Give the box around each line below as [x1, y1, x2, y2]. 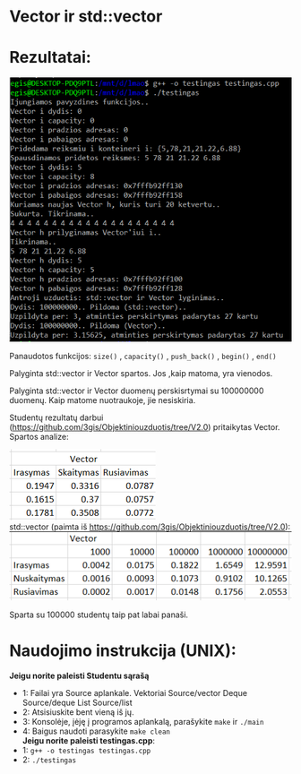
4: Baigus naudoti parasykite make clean [21, 726, 170, 736]
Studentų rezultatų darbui [9, 412, 104, 423]
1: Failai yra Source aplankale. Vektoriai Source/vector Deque [21, 687, 248, 698]
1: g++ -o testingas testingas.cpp [21, 744, 151, 755]
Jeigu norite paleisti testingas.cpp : [21, 735, 155, 745]
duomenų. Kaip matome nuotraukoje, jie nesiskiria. [9, 395, 196, 406]
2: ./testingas [21, 754, 77, 765]
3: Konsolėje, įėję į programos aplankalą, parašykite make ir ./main [21, 716, 264, 727]
